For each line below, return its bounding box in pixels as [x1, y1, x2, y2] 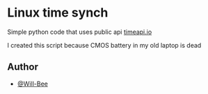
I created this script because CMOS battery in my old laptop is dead [7, 41, 202, 49]
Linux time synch [7, 5, 109, 21]
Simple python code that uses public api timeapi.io [7, 28, 152, 36]
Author [7, 61, 38, 73]
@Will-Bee [17, 79, 49, 88]
